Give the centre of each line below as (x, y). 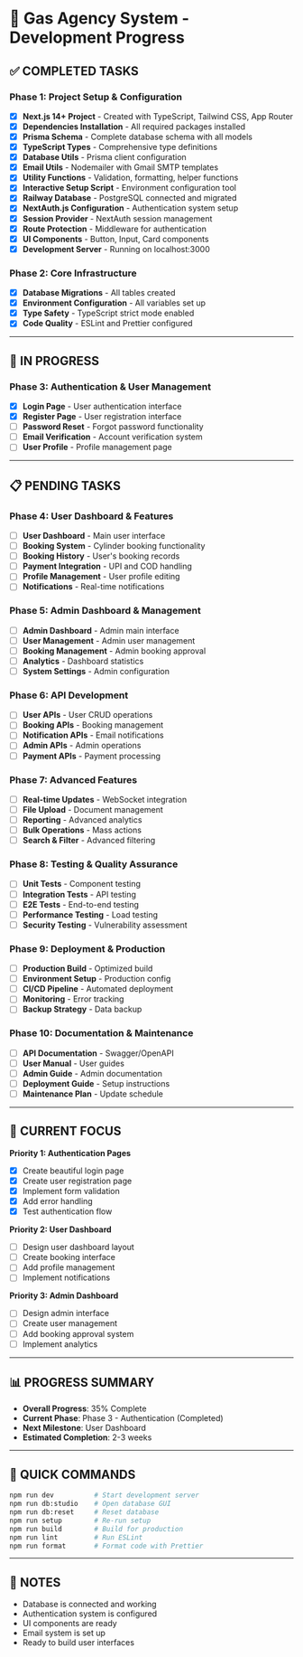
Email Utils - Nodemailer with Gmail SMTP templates (120, 167)
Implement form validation (71, 1191)
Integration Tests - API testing (79, 894)
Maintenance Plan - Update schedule (93, 1094)
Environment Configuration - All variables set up (114, 303)
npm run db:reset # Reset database (84, 1512)
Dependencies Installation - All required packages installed (134, 127)
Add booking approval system (78, 1333)
